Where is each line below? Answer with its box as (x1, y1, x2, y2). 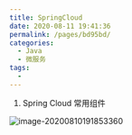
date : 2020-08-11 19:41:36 (9, 22, 111, 31)
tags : (9, 64, 30, 73)
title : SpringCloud (9, 13, 83, 22)
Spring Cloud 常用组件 (22, 97, 106, 108)
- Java (17, 47, 42, 56)
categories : (9, 38, 54, 48)
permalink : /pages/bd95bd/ (9, 30, 111, 39)
